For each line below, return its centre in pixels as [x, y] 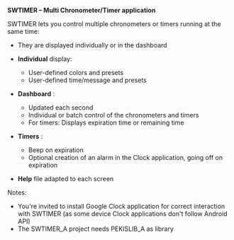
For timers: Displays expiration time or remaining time [106, 122]
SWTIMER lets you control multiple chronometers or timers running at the [114, 24]
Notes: [17, 193]
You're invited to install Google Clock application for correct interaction [121, 206]
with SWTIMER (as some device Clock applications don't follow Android [122, 214]
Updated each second [61, 108]
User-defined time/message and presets [87, 80]
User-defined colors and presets [76, 73]
